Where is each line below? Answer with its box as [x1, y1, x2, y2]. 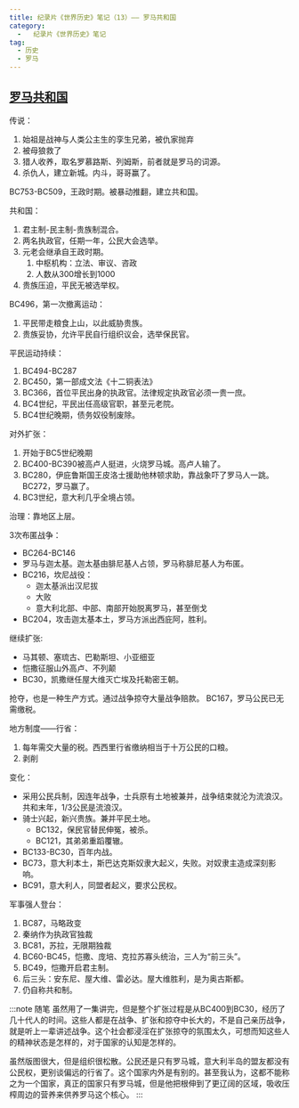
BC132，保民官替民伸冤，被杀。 [35, 824, 153, 835]
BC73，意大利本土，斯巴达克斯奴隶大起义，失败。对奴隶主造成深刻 [21, 857, 269, 868]
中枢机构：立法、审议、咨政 [35, 257, 138, 268]
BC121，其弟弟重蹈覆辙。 [35, 835, 128, 846]
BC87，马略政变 [21, 917, 82, 928]
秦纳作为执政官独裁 [21, 928, 93, 940]
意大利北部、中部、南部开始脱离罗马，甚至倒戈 [35, 602, 207, 613]
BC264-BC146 [21, 547, 76, 558]
